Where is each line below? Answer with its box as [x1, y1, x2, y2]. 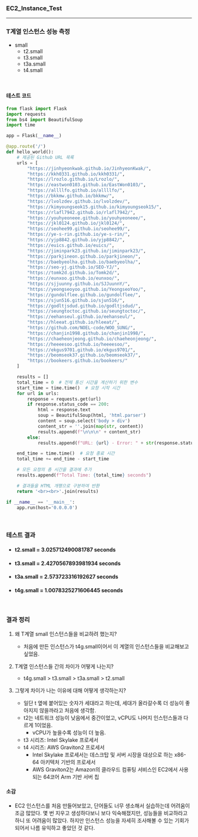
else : [27, 434, 41, 440]
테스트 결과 [6, 531, 36, 539]
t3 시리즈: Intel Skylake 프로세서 [23, 736, 99, 743]
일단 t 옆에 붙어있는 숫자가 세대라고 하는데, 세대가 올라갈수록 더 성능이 [23, 699, 184, 706]
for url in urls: [16, 390, 60, 397]
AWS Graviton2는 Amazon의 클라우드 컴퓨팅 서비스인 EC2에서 [32, 765, 178, 773]
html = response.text [37, 407, 91, 413]
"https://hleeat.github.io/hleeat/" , [27, 319, 120, 326]
